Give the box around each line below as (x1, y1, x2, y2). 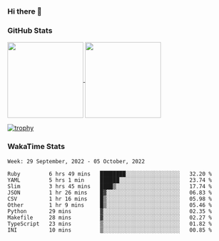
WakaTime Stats (7, 142, 66, 152)
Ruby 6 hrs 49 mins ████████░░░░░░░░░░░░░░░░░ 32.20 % (7, 170, 213, 178)
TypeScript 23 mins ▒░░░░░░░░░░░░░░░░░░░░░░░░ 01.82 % (7, 220, 213, 227)
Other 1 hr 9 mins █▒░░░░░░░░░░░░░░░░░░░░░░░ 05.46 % (7, 201, 213, 209)
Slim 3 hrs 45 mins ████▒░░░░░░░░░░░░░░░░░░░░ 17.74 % (7, 183, 213, 190)
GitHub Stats (7, 25, 53, 35)
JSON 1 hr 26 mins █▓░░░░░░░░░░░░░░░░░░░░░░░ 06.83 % (7, 189, 213, 196)
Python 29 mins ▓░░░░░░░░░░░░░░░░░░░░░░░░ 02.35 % (7, 207, 213, 215)
